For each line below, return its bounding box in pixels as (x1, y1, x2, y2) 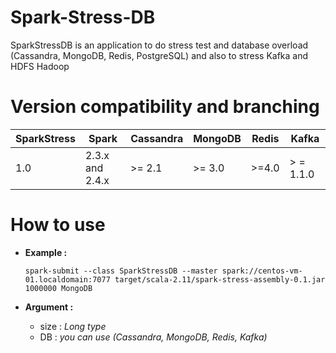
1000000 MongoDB (24, 283, 93, 293)
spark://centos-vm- (221, 266, 303, 276)
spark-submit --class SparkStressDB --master (24, 266, 218, 276)
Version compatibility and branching (10, 96, 320, 118)
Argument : (24, 301, 74, 313)
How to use (10, 214, 106, 236)
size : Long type (39, 320, 107, 332)
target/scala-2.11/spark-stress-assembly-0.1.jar (114, 274, 326, 285)
